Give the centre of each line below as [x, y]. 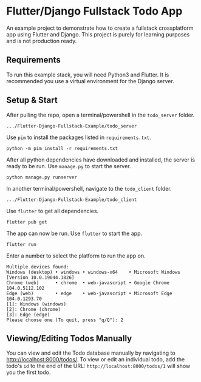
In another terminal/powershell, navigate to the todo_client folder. [89, 188]
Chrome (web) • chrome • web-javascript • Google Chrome [88, 283]
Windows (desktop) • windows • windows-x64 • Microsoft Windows [94, 272]
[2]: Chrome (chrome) [34, 309]
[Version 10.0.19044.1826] [40, 278]
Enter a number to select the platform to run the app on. [76, 256]
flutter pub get [27, 222]
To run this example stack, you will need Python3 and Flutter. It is [88, 75]
